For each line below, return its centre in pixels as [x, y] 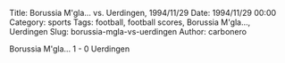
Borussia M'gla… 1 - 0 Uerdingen [70, 49]
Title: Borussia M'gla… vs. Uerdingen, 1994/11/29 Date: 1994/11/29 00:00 [143, 13]
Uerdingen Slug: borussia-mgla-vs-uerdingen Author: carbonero [128, 31]
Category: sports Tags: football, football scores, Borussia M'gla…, [130, 22]
